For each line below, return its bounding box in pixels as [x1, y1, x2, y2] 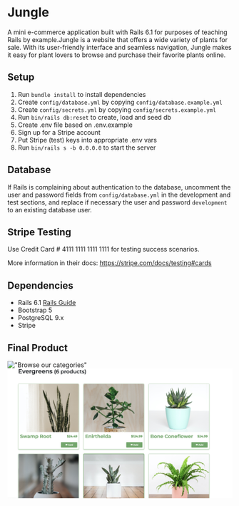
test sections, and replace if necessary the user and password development [7, 197, 228, 207]
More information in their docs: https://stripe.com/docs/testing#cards [7, 259, 212, 267]
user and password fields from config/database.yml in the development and [7, 190, 231, 199]
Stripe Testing [7, 226, 71, 238]
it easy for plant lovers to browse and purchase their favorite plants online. [7, 51, 226, 59]
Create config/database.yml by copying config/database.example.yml [17, 98, 223, 106]
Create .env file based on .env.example [17, 120, 133, 129]
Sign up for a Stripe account [17, 128, 101, 136]
